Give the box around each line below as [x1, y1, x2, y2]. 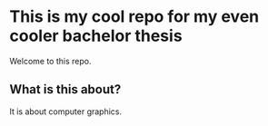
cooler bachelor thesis [9, 25, 184, 46]
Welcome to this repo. [9, 55, 92, 66]
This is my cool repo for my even [9, 6, 260, 27]
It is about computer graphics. [9, 106, 123, 117]
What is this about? [9, 82, 122, 97]
